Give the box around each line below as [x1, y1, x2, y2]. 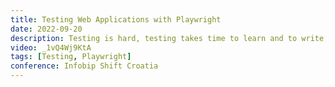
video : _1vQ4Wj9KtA [10, 42, 92, 53]
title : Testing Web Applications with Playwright [10, 14, 222, 25]
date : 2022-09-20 [10, 24, 83, 34]
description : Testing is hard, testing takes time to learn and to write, [10, 33, 329, 43]
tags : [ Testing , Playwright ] [10, 52, 132, 62]
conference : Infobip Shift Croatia [10, 61, 159, 71]
